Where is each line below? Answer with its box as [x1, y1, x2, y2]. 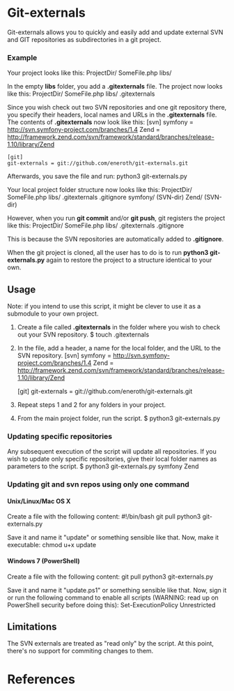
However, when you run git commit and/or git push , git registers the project [7, 214, 226, 223]
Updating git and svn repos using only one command [7, 480, 189, 489]
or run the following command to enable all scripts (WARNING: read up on [7, 593, 219, 602]
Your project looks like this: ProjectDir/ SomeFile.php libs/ [7, 68, 172, 77]
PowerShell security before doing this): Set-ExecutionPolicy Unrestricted [7, 600, 216, 609]
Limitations [7, 621, 57, 633]
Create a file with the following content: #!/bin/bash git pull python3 [7, 512, 201, 521]
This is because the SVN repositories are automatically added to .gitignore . [7, 235, 224, 244]
